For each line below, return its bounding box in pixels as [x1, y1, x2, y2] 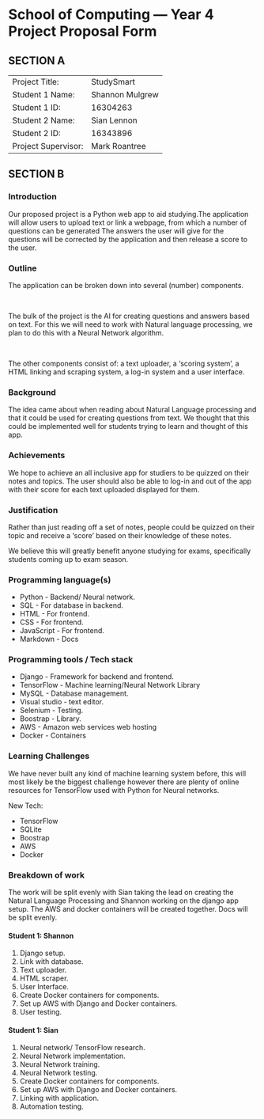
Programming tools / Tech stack [8, 654, 134, 666]
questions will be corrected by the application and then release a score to [8, 234, 247, 244]
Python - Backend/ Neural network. [19, 592, 136, 602]
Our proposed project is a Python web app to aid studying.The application [8, 209, 249, 218]
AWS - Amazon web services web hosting [19, 723, 157, 732]
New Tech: [8, 801, 43, 810]
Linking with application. [19, 1094, 100, 1103]
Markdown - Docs [19, 635, 79, 644]
